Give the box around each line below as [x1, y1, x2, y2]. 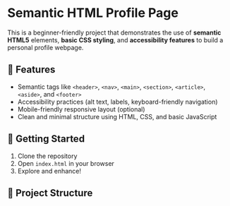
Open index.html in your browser [17, 159, 115, 167]
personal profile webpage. [7, 43, 84, 51]
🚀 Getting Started [7, 133, 85, 145]
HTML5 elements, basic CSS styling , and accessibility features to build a [7, 35, 224, 44]
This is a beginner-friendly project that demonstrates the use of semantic [7, 28, 222, 37]
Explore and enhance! [17, 166, 82, 175]
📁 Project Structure [7, 187, 93, 199]
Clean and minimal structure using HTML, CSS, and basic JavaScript [17, 112, 217, 121]
